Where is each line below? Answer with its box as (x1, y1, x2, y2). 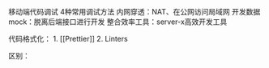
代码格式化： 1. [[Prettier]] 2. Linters (8, 34, 128, 43)
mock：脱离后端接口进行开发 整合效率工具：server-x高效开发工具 (8, 17, 228, 26)
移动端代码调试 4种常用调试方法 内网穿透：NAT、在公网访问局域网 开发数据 (8, 7, 261, 16)
